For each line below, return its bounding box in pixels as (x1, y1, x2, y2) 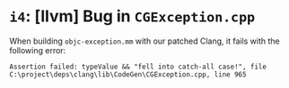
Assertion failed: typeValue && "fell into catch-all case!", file (9, 62, 267, 71)
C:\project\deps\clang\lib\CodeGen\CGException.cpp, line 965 (9, 69, 247, 79)
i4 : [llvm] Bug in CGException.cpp (9, 6, 256, 27)
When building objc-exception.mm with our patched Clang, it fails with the (9, 36, 280, 46)
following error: (9, 44, 66, 55)
